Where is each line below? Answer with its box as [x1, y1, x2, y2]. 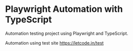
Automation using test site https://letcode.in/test [5, 40, 104, 46]
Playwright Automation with [5, 3, 123, 15]
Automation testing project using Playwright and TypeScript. [5, 30, 129, 36]
